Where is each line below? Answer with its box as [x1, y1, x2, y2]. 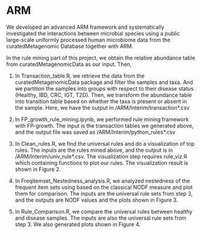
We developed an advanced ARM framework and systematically [6, 23, 164, 31]
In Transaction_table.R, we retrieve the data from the [14, 72, 145, 79]
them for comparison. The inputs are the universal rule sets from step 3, [14, 190, 193, 197]
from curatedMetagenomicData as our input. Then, [6, 61, 132, 68]
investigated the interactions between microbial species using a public [6, 29, 180, 37]
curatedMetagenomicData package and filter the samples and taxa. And [14, 79, 193, 86]
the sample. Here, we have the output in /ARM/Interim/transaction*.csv [14, 104, 190, 111]
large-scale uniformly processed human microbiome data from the [6, 36, 171, 43]
